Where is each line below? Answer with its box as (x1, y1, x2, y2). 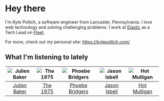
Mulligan (132, 88, 153, 95)
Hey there (5, 3, 46, 14)
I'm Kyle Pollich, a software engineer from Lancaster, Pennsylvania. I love (5, 19, 152, 25)
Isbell (105, 88, 118, 95)
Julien (13, 81, 27, 88)
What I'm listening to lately (5, 53, 88, 61)
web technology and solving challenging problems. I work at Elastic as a (5, 24, 150, 30)
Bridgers (68, 88, 89, 95)
